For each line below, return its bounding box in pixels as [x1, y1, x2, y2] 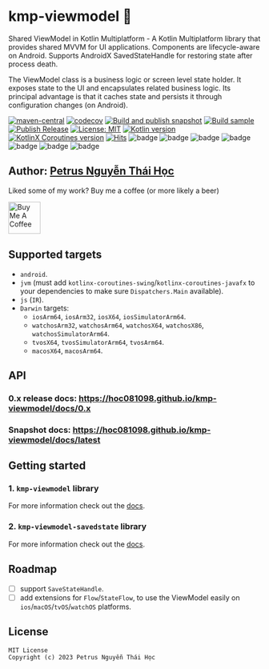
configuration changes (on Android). [8, 100, 128, 110]
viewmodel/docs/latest [8, 434, 101, 445]
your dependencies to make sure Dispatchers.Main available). [19, 286, 224, 295]
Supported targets [8, 248, 102, 262]
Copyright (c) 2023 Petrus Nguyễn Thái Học [8, 653, 156, 661]
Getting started [8, 459, 86, 473]
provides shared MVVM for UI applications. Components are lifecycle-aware [8, 42, 260, 51]
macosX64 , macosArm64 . [31, 346, 103, 355]
